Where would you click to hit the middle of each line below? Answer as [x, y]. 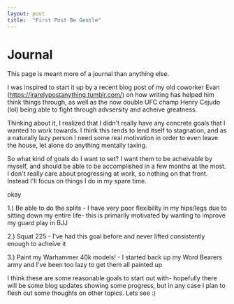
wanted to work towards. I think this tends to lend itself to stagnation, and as [117, 130]
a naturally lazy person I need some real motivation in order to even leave [113, 138]
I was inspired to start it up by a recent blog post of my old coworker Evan [114, 87]
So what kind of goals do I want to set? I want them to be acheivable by [110, 159]
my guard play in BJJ [38, 223]
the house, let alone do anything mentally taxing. [77, 145]
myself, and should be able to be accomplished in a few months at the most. [117, 166]
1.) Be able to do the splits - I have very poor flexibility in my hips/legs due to [117, 208]
